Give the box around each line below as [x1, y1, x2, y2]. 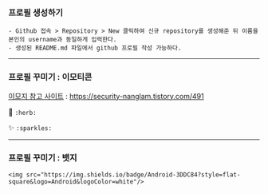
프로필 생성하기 [8, 6, 64, 18]
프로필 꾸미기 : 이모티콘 [8, 72, 93, 83]
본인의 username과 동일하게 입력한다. [8, 36, 117, 44]
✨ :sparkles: [8, 122, 53, 133]
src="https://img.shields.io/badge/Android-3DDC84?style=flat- [26, 170, 241, 179]
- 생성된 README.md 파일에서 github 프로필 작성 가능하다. [8, 44, 182, 53]
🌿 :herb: [8, 107, 37, 117]
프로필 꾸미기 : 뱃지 [8, 152, 77, 163]
